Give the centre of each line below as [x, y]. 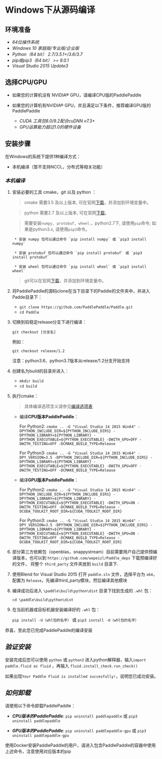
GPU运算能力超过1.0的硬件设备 [50, 127]
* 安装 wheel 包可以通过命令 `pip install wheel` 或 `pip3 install [81, 267]
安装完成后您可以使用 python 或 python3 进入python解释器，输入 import [76, 660]
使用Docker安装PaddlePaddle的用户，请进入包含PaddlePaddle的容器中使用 [81, 745]
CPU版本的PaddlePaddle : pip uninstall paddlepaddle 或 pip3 [75, 716]
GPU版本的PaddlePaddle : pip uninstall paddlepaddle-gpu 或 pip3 [79, 730]
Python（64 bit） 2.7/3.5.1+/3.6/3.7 [47, 54]
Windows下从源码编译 [50, 10]
